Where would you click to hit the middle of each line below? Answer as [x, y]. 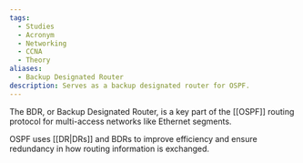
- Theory [34, 60]
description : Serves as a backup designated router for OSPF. [130, 86]
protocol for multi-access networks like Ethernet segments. [121, 121]
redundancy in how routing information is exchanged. [110, 148]
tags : [20, 18]
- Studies [36, 26]
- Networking [42, 43]
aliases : [26, 69]
